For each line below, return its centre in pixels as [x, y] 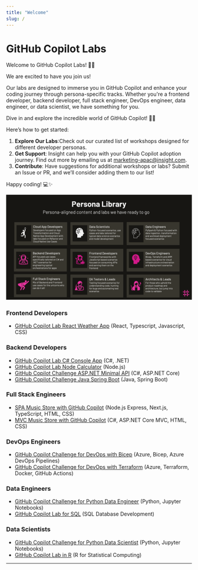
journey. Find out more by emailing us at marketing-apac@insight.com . [101, 160]
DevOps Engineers [33, 442]
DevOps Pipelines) [37, 461]
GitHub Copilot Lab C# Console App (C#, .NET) [72, 360]
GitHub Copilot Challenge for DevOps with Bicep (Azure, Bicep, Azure [99, 455]
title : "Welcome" [27, 12]
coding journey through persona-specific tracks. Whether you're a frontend [98, 94]
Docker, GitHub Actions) [44, 474]
